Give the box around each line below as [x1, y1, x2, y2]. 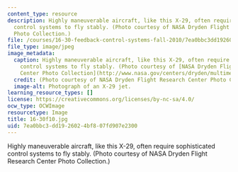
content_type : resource [7, 10, 78, 18]
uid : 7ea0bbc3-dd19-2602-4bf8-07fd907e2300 [7, 122, 138, 130]
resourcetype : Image [7, 109, 69, 116]
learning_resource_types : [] [7, 89, 93, 96]
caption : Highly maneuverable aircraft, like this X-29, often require [13, 57, 230, 64]
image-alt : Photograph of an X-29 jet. [13, 83, 132, 90]
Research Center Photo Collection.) [7, 156, 110, 165]
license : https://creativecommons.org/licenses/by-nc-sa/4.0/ [7, 96, 195, 103]
